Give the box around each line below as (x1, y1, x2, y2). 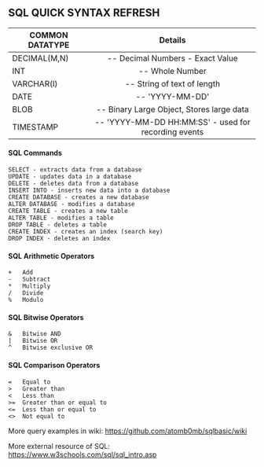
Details (159, 35, 186, 46)
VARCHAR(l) (12, 78, 58, 89)
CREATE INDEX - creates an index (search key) (8, 228, 163, 236)
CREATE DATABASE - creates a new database (8, 193, 149, 201)
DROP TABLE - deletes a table (8, 221, 108, 229)
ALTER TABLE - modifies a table (8, 214, 114, 222)
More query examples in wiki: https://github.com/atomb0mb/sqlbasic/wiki (8, 426, 247, 436)
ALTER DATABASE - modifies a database (8, 200, 135, 208)
